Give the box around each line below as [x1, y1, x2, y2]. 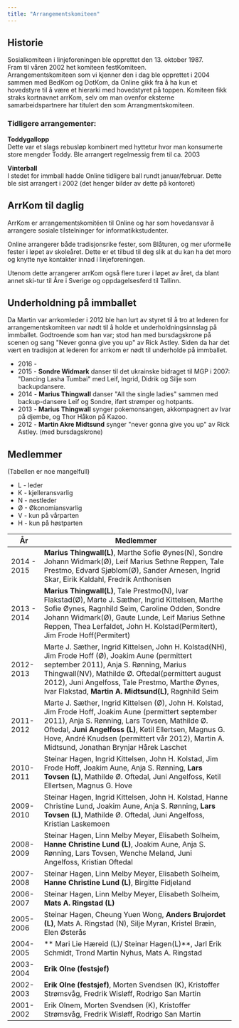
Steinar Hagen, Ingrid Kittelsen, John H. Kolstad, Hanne [43, 793, 228, 802]
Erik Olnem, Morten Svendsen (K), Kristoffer [43, 1000, 191, 1010]
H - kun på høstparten [17, 519, 83, 527]
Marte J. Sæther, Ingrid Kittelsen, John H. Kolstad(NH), [43, 642, 228, 652]
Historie [7, 37, 44, 49]
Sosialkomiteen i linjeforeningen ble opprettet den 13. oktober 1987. [7, 55, 204, 64]
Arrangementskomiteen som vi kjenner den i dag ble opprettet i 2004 [7, 70, 210, 79]
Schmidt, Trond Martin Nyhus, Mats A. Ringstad [43, 948, 203, 958]
